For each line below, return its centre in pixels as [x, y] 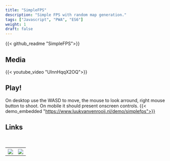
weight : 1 [16, 24]
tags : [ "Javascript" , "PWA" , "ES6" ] [44, 19]
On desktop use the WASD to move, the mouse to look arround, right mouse [85, 100]
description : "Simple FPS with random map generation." [66, 15]
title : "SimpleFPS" [26, 10]
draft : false [19, 29]
